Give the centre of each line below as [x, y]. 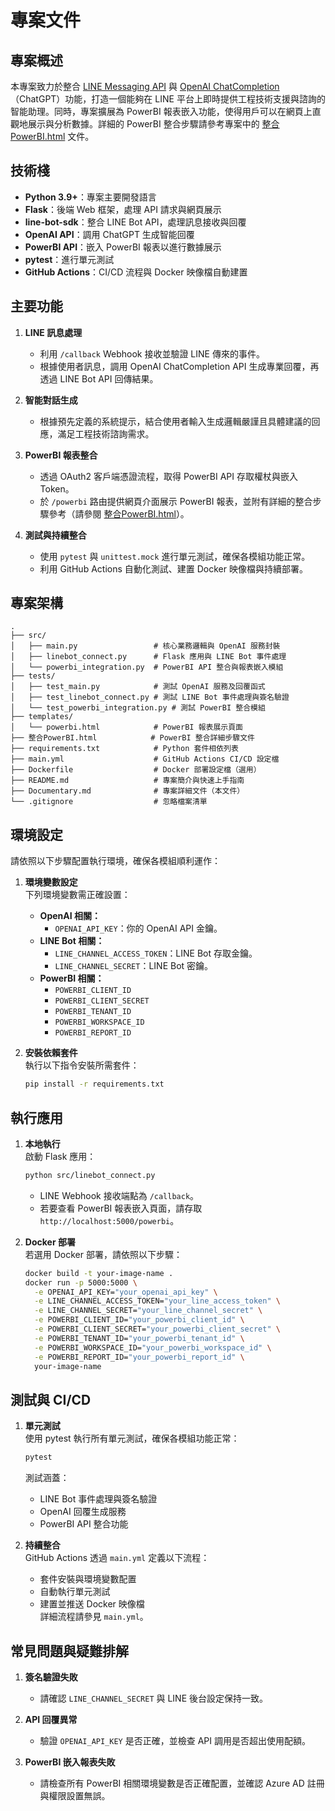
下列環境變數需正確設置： [77, 895]
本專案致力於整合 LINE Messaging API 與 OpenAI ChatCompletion [145, 86]
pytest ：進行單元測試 [69, 259]
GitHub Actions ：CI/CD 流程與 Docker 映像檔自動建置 [136, 272]
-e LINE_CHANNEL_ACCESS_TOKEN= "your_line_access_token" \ [157, 1301]
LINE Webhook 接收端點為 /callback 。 [119, 1195]
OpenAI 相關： [70, 916]
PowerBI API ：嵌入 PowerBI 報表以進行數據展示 [123, 247]
